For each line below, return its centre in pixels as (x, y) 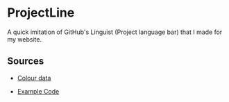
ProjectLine (41, 13)
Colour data (34, 78)
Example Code (38, 91)
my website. (25, 39)
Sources (26, 61)
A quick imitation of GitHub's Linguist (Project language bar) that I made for (115, 32)
